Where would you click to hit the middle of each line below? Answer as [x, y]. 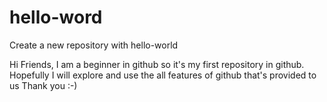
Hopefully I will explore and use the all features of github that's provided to [163, 75]
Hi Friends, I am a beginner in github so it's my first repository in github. [157, 64]
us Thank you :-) [43, 85]
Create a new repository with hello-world [94, 45]
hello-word [56, 17]
